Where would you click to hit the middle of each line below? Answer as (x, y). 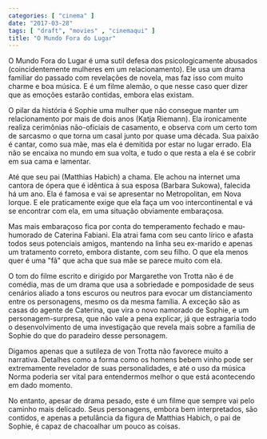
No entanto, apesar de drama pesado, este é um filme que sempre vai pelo (132, 401)
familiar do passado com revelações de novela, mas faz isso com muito (126, 78)
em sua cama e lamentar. (50, 162)
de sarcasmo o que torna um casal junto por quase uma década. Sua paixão (134, 136)
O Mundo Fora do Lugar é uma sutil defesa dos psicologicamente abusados (133, 61)
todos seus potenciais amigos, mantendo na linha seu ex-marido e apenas (131, 244)
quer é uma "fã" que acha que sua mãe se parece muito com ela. (116, 260)
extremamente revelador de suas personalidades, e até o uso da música (127, 369)
